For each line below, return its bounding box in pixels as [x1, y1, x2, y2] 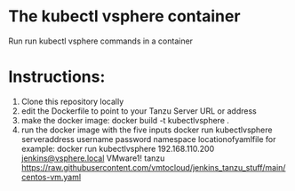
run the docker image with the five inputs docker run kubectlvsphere [20, 124, 273, 135]
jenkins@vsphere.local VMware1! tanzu [20, 153, 165, 163]
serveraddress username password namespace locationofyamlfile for [20, 133, 276, 144]
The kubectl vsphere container [8, 6, 241, 27]
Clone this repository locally [20, 96, 124, 107]
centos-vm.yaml [20, 171, 82, 182]
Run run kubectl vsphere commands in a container [8, 36, 193, 46]
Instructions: [8, 67, 106, 87]
